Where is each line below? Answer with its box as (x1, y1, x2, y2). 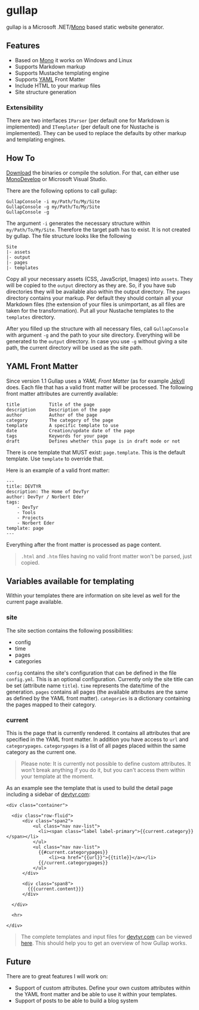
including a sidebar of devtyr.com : (6, 791, 91, 798)
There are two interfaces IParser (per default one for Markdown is (6, 117, 170, 124)
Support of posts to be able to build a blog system (14, 997, 139, 1004)
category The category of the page (6, 417, 114, 423)
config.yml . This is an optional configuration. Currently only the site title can (6, 675, 194, 682)
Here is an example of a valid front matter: (6, 466, 110, 474)
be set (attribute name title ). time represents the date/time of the (6, 682, 169, 689)
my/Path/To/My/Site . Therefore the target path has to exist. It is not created (6, 225, 191, 233)
